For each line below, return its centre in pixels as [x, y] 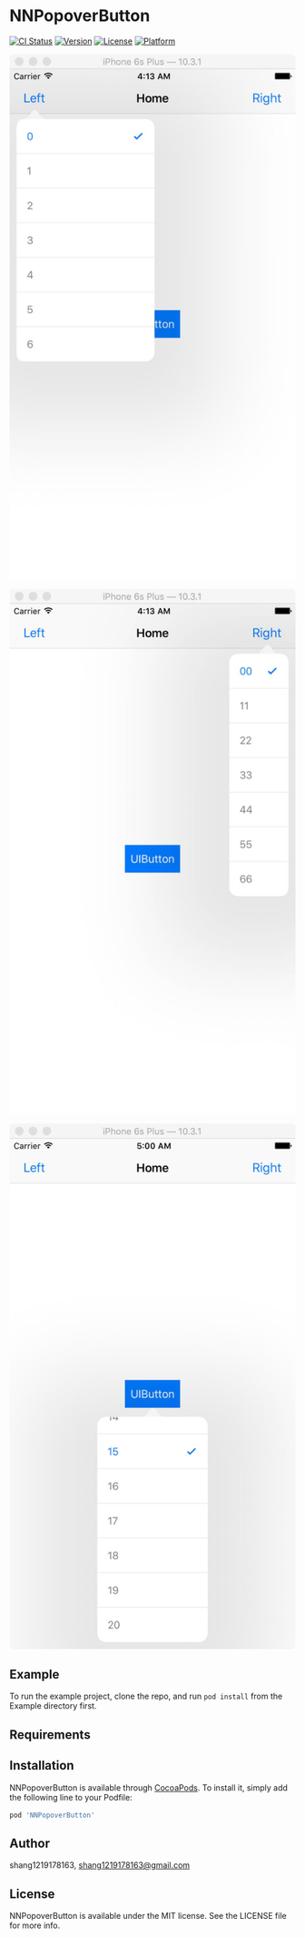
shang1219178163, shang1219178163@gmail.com [100, 1865]
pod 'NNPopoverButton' [52, 1815]
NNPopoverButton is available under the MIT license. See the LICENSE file [148, 1916]
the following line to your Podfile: [71, 1797]
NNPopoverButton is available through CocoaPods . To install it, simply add [149, 1787]
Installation [42, 1766]
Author [30, 1843]
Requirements [50, 1735]
